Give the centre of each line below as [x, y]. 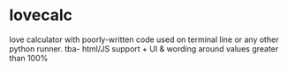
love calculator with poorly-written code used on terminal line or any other [144, 39]
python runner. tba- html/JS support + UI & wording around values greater [144, 48]
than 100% [29, 58]
